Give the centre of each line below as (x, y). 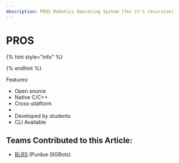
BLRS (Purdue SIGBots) (43, 154)
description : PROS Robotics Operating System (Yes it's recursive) (90, 11)
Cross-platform (33, 103)
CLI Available (30, 122)
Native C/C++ (31, 97)
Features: (18, 79)
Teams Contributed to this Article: (69, 140)
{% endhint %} (24, 68)
